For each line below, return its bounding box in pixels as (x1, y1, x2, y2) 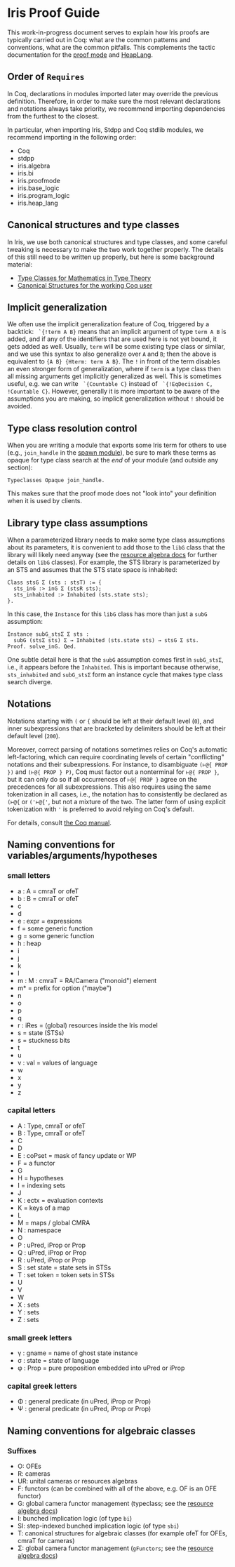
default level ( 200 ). (7, 731, 61, 740)
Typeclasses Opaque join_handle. (7, 477, 105, 484)
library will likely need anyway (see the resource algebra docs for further (7, 551, 217, 559)
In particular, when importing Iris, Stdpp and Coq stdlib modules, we (7, 125, 204, 134)
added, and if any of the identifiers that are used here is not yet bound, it (7, 335, 217, 343)
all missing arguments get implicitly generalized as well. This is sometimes (7, 372, 222, 380)
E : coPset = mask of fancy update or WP (17, 1151, 137, 1159)
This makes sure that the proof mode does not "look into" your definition (7, 489, 217, 498)
